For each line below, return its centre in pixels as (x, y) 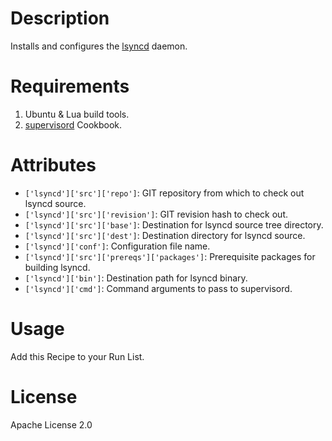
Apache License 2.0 (51, 424)
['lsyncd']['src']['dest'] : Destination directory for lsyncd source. (165, 235)
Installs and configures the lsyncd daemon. (99, 46)
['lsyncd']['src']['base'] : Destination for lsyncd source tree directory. (174, 224)
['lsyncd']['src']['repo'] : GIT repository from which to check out (164, 193)
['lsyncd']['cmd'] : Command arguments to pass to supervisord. (158, 288)
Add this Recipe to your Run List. (77, 356)
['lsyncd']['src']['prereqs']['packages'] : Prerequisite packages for (170, 256)
